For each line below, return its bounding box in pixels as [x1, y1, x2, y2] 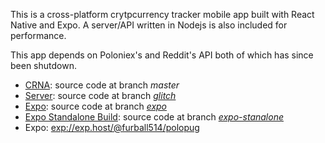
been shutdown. [10, 60, 77, 71]
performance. [10, 30, 67, 41]
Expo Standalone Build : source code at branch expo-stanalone [24, 111, 284, 123]
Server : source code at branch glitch [24, 90, 177, 101]
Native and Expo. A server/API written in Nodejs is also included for [10, 19, 288, 31]
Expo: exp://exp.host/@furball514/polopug [24, 122, 200, 133]
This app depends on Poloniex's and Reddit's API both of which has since [10, 49, 314, 61]
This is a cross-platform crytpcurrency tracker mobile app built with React [10, 9, 315, 20]
